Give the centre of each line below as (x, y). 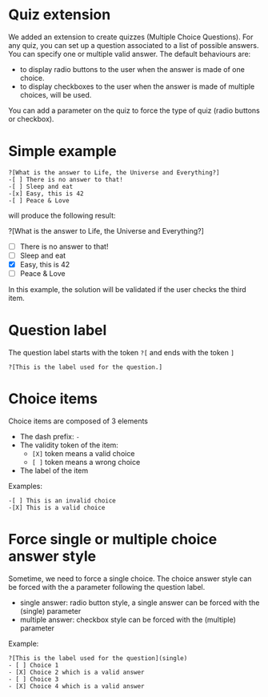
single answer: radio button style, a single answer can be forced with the (140, 603)
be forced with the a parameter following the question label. (107, 587)
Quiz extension (60, 15)
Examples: (25, 486)
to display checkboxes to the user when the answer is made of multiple (137, 86)
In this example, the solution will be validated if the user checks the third (127, 290)
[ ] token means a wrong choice (86, 462)
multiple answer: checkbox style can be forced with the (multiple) (128, 619)
